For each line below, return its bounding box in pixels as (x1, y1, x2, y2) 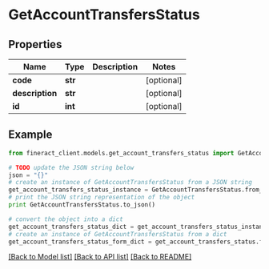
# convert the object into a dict (8, 215, 124, 223)
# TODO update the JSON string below (8, 163, 134, 171)
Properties (8, 38, 62, 51)
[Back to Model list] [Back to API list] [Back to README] (8, 252, 192, 262)
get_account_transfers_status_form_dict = (8, 238, 152, 246)
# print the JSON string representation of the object (8, 194, 195, 202)
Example (8, 128, 53, 142)
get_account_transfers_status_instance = (8, 186, 149, 194)
